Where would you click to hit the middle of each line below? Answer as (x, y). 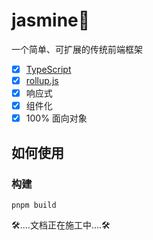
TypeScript (48, 69)
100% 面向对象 (56, 118)
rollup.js (42, 80)
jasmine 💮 (51, 20)
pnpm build (34, 205)
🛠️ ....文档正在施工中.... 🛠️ (61, 225)
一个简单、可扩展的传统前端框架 (77, 49)
